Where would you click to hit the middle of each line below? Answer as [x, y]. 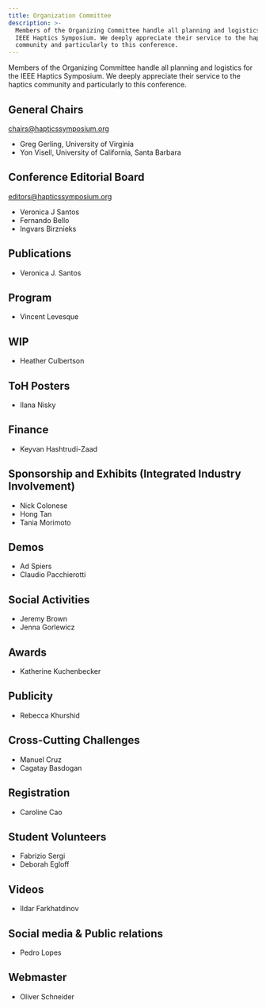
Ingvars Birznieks [48, 229]
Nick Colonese [44, 506]
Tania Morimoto [45, 522]
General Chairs [46, 109]
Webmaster [38, 977]
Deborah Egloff [44, 864]
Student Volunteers [57, 837]
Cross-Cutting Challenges [74, 740]
